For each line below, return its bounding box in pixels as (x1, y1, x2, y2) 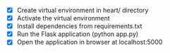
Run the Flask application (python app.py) (16, 30, 139, 38)
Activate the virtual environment (16, 14, 110, 23)
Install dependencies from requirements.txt (16, 22, 142, 30)
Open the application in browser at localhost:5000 (16, 38, 163, 47)
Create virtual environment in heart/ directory (16, 6, 149, 14)
